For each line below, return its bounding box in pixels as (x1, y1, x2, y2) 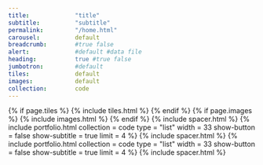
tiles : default (8, 70, 100, 78)
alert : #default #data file (8, 48, 143, 56)
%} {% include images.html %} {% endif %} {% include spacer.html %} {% (8, 115, 250, 124)
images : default (8, 77, 100, 85)
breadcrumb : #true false (8, 41, 114, 49)
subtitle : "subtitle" (8, 19, 111, 27)
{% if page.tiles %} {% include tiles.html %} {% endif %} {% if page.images (8, 106, 253, 115)
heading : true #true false (8, 56, 132, 64)
